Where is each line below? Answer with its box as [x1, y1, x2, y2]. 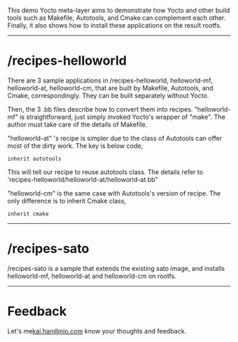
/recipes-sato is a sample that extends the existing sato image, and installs [7, 264, 225, 272]
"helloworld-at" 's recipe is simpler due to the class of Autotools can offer [7, 134, 222, 142]
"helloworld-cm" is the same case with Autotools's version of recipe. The [7, 188, 221, 198]
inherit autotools [7, 155, 62, 162]
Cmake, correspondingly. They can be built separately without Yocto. [7, 91, 210, 100]
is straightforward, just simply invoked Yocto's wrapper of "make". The [19, 112, 226, 121]
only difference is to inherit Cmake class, [7, 196, 126, 205]
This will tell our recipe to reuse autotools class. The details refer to [7, 167, 203, 176]
